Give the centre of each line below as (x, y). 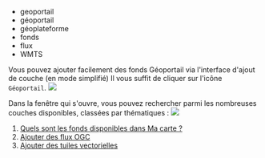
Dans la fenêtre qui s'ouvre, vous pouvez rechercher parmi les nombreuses (132, 103)
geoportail (37, 12)
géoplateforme (44, 28)
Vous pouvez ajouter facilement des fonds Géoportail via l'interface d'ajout (132, 70)
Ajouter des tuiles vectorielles (69, 145)
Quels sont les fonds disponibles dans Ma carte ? (101, 128)
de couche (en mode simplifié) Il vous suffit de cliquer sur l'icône (115, 78)
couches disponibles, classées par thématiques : (89, 113)
